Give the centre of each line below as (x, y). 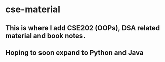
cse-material (33, 9)
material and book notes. (45, 36)
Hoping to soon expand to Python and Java (74, 53)
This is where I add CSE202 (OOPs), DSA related (83, 28)
